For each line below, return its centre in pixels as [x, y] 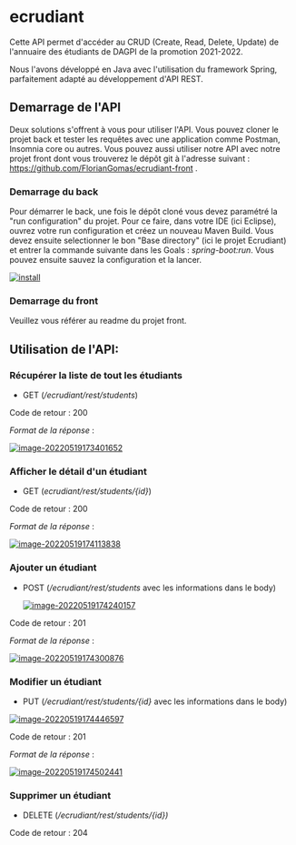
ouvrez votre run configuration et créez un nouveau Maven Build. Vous [142, 231]
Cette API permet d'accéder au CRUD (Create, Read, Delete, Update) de [144, 42]
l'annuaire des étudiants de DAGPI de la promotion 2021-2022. [126, 51]
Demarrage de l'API [65, 108]
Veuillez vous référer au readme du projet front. [98, 321]
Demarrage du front [54, 300]
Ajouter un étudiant [53, 568]
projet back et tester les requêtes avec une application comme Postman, [145, 139]
